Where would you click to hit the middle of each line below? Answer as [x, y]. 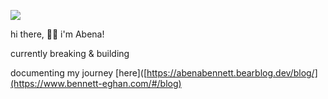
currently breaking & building [70, 53]
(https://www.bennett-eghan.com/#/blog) [96, 83]
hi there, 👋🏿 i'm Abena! [57, 34]
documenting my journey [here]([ [78, 73]
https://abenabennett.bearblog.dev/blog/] [232, 73]
